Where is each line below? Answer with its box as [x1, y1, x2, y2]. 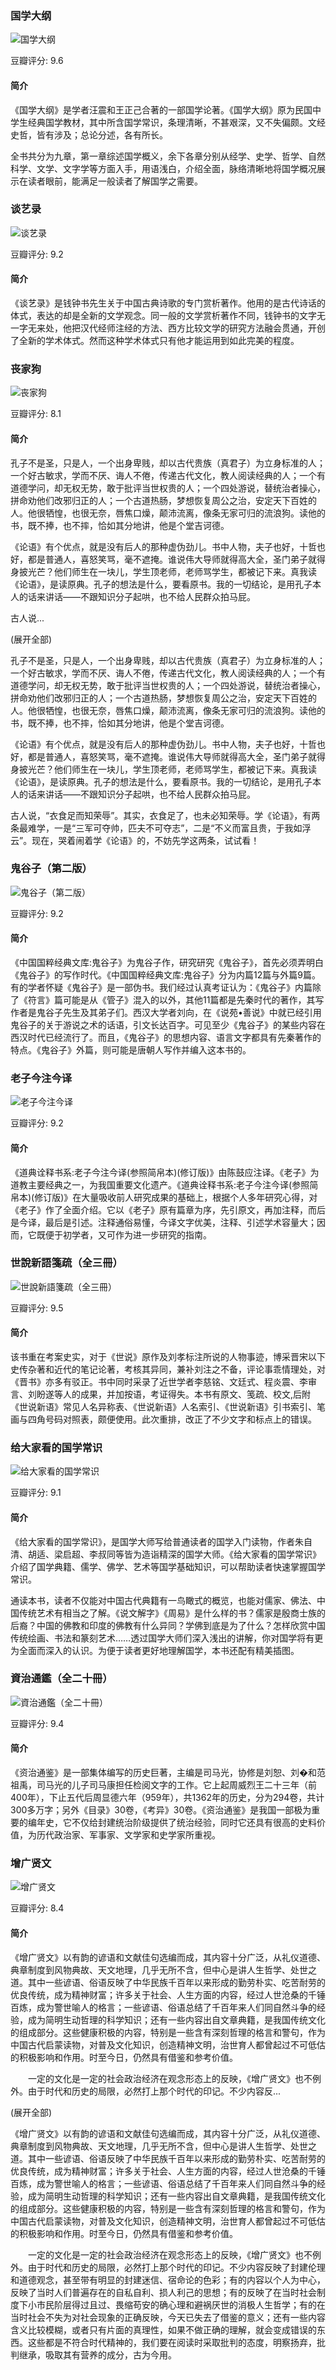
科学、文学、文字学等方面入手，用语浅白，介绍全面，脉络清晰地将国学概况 [10, 162, 317, 174]
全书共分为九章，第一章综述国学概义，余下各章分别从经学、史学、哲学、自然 [10, 150, 326, 162]
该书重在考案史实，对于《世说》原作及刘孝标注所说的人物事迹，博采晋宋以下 [10, 1351, 326, 1362]
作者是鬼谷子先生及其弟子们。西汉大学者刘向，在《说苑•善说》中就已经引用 [10, 1007, 322, 1018]
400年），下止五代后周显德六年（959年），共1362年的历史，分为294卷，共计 [10, 1792, 325, 1803]
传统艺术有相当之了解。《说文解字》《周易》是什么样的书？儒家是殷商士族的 [18, 1607, 326, 1619]
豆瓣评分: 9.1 [10, 1487, 62, 1499]
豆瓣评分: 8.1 [10, 408, 62, 420]
